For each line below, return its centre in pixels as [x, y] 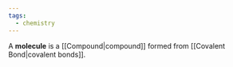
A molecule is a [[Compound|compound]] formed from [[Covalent [117, 45]
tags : [17, 16]
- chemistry [36, 23]
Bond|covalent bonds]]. [47, 54]
